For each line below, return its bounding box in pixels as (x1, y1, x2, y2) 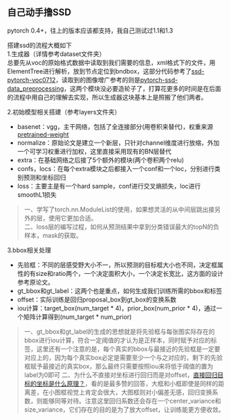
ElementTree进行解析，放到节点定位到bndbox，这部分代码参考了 (7, 67, 192, 75)
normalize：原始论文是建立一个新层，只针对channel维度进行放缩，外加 (17, 138, 220, 147)
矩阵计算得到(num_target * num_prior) (23, 313, 132, 321)
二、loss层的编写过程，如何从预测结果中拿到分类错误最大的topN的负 (24, 222, 220, 231)
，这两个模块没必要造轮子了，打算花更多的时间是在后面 (63, 84, 221, 92)
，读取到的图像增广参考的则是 (55, 76, 140, 84)
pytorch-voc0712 (7, 76, 56, 84)
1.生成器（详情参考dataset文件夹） (7, 49, 106, 58)
